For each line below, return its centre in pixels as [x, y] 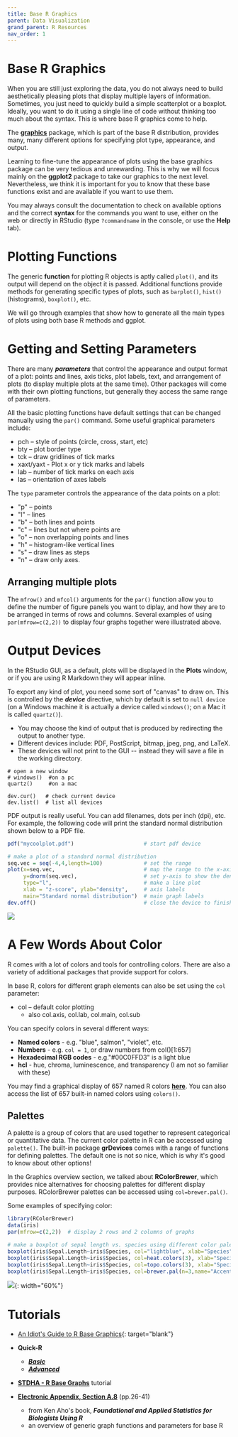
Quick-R [30, 1348]
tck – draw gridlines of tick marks [66, 457]
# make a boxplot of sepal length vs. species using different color [112, 1245]
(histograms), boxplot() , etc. [49, 299]
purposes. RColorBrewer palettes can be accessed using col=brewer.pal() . [118, 1192]
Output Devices [54, 651]
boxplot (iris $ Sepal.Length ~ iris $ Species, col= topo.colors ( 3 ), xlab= [110, 1265]
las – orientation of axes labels [62, 480]
